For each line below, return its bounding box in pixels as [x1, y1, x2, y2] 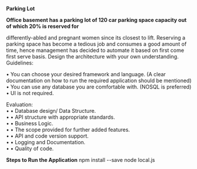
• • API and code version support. [6, 132, 89, 139]
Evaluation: [6, 101, 34, 108]
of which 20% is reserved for [6, 23, 79, 30]
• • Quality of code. [6, 145, 54, 152]
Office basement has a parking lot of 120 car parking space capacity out [6, 17, 187, 23]
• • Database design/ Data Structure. [6, 108, 96, 114]
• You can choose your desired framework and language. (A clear [6, 71, 166, 77]
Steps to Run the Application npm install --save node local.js [6, 157, 155, 163]
